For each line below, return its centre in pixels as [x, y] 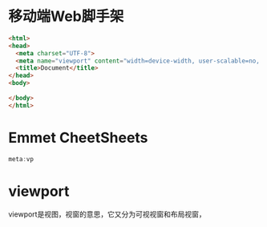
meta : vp [21, 159]
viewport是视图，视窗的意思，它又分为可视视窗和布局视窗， [107, 214]
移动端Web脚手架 [66, 16]
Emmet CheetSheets [78, 138]
